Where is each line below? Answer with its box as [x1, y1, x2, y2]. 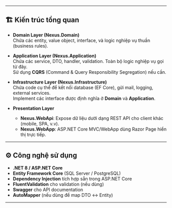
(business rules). [12, 43, 49, 49]
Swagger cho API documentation [12, 186, 83, 193]
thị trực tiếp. [20, 131, 46, 137]
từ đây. [12, 64, 28, 70]
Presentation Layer [12, 105, 55, 111]
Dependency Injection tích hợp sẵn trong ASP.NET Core [12, 175, 132, 182]
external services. [12, 90, 51, 96]
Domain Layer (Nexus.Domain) [12, 32, 80, 38]
